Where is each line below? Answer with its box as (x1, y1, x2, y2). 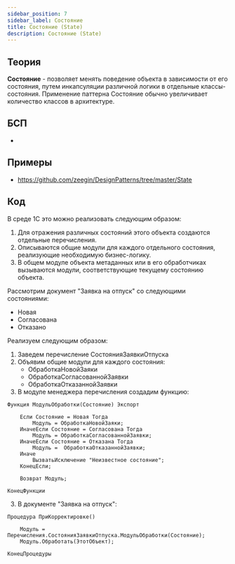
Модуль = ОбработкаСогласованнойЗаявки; (32, 432, 152, 439)
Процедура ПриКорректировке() (7, 513, 96, 520)
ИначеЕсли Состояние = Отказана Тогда (20, 438, 133, 445)
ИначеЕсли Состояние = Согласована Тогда (20, 425, 142, 433)
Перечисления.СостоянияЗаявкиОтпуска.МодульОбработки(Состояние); (7, 532, 206, 539)
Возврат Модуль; (20, 475, 68, 482)
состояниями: (7, 294, 49, 303)
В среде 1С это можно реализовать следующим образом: (7, 214, 182, 223)
